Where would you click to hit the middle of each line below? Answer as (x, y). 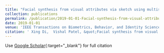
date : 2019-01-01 (23, 23)
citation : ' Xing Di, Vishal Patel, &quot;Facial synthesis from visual (82, 32)
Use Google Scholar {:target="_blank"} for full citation (59, 46)
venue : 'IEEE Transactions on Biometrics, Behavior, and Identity (74, 27)
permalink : (16, 18)
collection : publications (31, 14)
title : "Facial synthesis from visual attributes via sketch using (75, 9)
